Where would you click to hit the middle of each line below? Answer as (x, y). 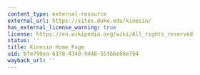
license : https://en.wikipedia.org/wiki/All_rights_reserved (100, 34)
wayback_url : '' (31, 61)
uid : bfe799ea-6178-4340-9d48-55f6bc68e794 (73, 54)
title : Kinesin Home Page (46, 47)
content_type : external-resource (57, 14)
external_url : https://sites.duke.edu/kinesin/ (80, 21)
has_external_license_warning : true (62, 27)
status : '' (24, 41)
